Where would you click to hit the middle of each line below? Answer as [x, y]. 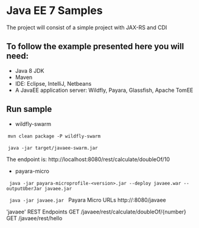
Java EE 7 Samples [54, 11]
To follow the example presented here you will [95, 47]
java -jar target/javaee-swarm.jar [53, 148]
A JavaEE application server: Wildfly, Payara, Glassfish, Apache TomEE [104, 90]
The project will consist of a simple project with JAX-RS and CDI [87, 27]
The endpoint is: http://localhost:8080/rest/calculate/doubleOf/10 [88, 159]
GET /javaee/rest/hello [34, 218]
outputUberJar [24, 188]
